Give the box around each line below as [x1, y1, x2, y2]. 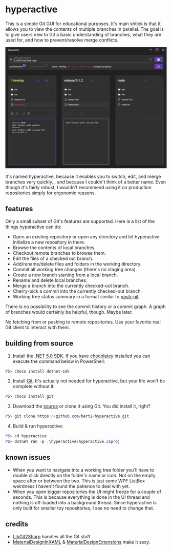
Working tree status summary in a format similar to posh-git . [12, 293, 140, 299]
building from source [5, 339, 73, 348]
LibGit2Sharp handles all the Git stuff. [12, 533, 92, 539]
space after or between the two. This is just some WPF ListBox [12, 478, 145, 484]
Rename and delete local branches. [12, 277, 88, 283]
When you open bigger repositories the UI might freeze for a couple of [12, 488, 161, 495]
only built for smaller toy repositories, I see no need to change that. [12, 505, 155, 511]
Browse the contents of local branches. [12, 245, 96, 251]
